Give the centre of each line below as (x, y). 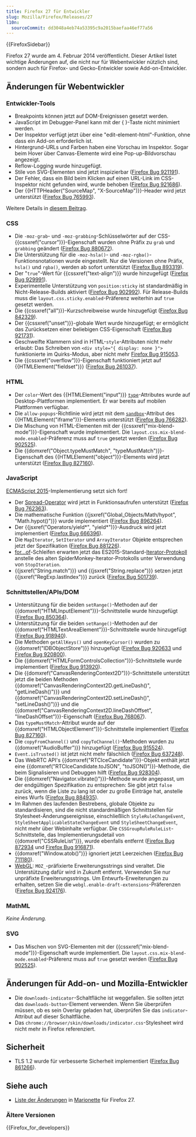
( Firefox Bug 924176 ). (41, 891)
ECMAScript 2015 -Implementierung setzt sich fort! (67, 491)
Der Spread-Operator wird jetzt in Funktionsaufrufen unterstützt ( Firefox (102, 502)
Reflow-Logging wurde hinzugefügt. (58, 166)
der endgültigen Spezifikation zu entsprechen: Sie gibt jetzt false (93, 785)
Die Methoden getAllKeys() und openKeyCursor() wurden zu (87, 642)
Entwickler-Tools (31, 103)
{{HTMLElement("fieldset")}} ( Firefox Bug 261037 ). (76, 367)
